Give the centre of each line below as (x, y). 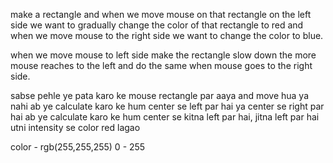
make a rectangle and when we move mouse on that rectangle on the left (161, 14)
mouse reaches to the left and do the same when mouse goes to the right (161, 65)
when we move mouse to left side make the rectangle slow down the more (163, 55)
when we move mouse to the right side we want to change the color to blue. (167, 35)
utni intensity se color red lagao (75, 127)
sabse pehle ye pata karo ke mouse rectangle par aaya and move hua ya (160, 95)
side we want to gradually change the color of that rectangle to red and (157, 25)
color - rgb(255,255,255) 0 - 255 (78, 147)
